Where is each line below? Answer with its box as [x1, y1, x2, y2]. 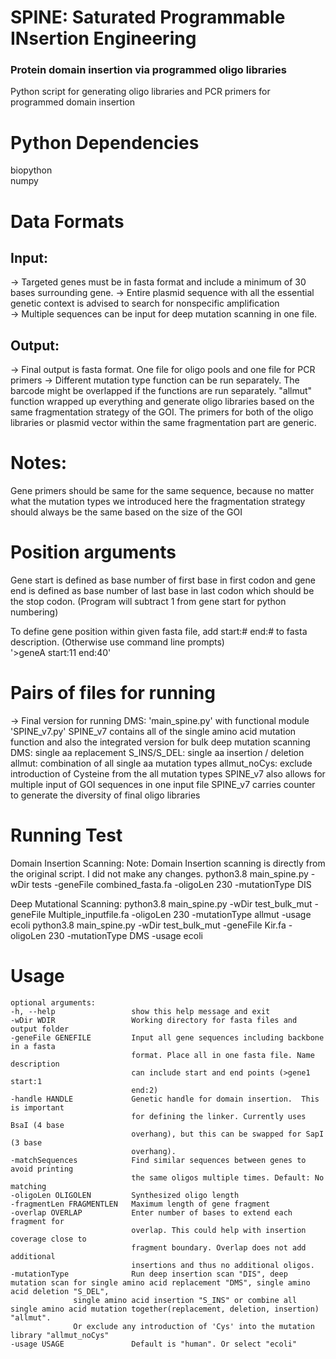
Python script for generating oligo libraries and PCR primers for [10, 86, 271, 98]
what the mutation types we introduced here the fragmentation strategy [10, 496, 306, 508]
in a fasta [10, 1041, 56, 1051]
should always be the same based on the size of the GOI [10, 506, 243, 518]
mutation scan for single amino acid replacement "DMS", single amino [10, 1277, 311, 1288]
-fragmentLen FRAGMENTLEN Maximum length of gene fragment [10, 1199, 271, 1209]
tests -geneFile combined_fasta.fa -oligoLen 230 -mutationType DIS [31, 878, 312, 890]
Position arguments [10, 541, 177, 564]
